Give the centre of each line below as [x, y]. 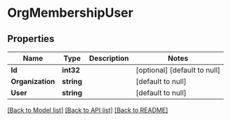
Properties [31, 39]
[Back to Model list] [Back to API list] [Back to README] [88, 110]
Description [109, 58]
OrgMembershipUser [70, 13]
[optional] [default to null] [178, 70]
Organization [33, 81]
